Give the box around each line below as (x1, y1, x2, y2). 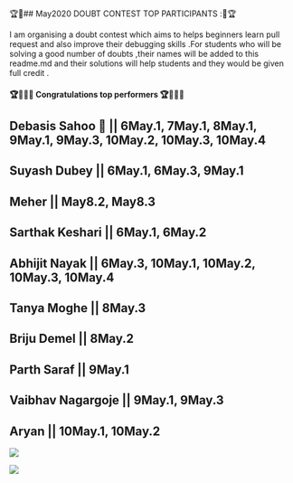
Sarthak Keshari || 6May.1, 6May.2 (9, 225, 207, 241)
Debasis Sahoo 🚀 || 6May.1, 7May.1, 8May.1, (9, 118, 258, 134)
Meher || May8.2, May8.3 (9, 194, 156, 209)
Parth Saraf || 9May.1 (9, 362, 129, 377)
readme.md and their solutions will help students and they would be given (9, 58, 285, 69)
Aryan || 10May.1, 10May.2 (9, 423, 161, 439)
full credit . (9, 68, 50, 78)
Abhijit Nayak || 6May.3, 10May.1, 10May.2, (9, 255, 256, 270)
